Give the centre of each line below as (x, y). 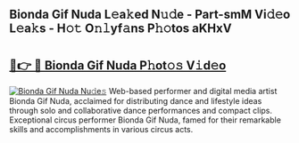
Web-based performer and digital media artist (193, 91)
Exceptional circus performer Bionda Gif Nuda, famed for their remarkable (145, 120)
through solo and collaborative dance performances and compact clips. (141, 111)
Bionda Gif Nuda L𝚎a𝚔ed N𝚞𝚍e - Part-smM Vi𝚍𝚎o (150, 15)
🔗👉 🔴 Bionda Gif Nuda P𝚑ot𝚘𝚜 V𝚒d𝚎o (118, 65)
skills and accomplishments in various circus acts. (101, 129)
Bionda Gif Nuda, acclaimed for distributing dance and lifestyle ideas (136, 101)
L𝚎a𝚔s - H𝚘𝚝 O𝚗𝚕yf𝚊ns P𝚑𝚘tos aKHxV (120, 29)
